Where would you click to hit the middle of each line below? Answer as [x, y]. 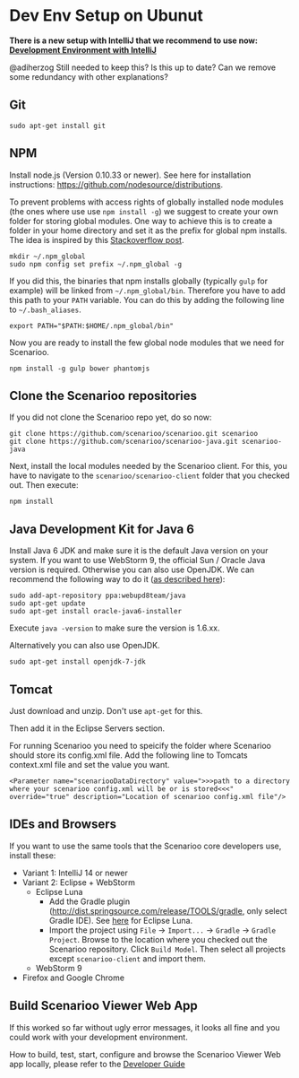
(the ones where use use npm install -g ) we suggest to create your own [144, 211]
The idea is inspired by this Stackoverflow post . [97, 239]
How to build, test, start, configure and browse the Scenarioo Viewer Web [145, 1054]
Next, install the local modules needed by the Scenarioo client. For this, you [149, 466]
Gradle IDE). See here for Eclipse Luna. [121, 920]
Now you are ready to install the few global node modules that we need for [147, 343]
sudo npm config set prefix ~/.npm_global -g [95, 264]
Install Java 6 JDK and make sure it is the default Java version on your [139, 551]
